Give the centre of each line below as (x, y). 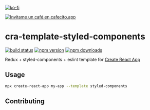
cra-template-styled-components (75, 37)
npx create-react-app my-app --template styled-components (66, 86)
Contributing (25, 101)
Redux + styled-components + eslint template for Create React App (73, 59)
